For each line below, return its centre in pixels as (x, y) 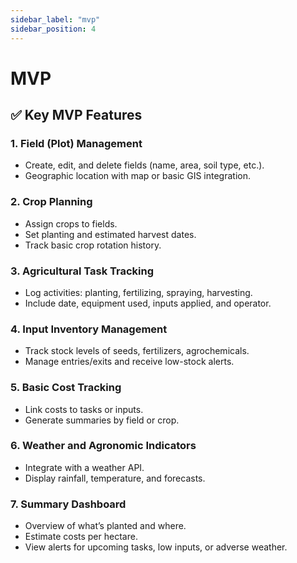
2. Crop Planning (51, 202)
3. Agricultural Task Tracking (82, 271)
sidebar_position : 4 (53, 29)
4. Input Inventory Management (89, 329)
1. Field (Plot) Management (76, 143)
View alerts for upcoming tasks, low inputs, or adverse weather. (156, 547)
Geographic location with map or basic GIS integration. (137, 176)
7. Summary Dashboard (68, 504)
